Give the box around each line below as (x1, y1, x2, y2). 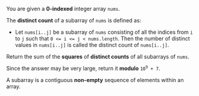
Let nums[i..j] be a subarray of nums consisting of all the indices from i (14, 28, 193, 36)
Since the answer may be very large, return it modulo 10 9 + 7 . (6, 65, 161, 72)
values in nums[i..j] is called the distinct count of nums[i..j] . (14, 42, 169, 48)
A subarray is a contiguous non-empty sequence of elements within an (6, 77, 184, 83)
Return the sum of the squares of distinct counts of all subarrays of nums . (6, 53, 190, 60)
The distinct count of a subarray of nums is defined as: (6, 17, 142, 24)
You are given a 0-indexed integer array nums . (6, 5, 121, 12)
